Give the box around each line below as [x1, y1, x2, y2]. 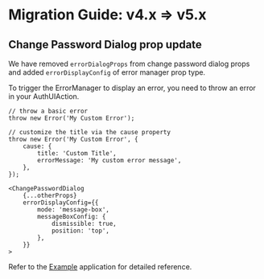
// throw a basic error [8, 107, 89, 115]
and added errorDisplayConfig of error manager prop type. [8, 68, 206, 77]
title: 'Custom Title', [37, 150, 117, 158]
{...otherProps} [23, 191, 78, 199]
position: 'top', [51, 227, 110, 235]
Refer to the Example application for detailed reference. [8, 262, 192, 271]
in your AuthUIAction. [8, 92, 80, 101]
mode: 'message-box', [37, 206, 110, 214]
